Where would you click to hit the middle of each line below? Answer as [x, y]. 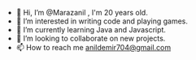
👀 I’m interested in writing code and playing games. [102, 21]
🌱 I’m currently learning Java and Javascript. [91, 30]
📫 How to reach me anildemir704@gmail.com [94, 47]
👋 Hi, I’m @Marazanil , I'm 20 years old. [82, 13]
